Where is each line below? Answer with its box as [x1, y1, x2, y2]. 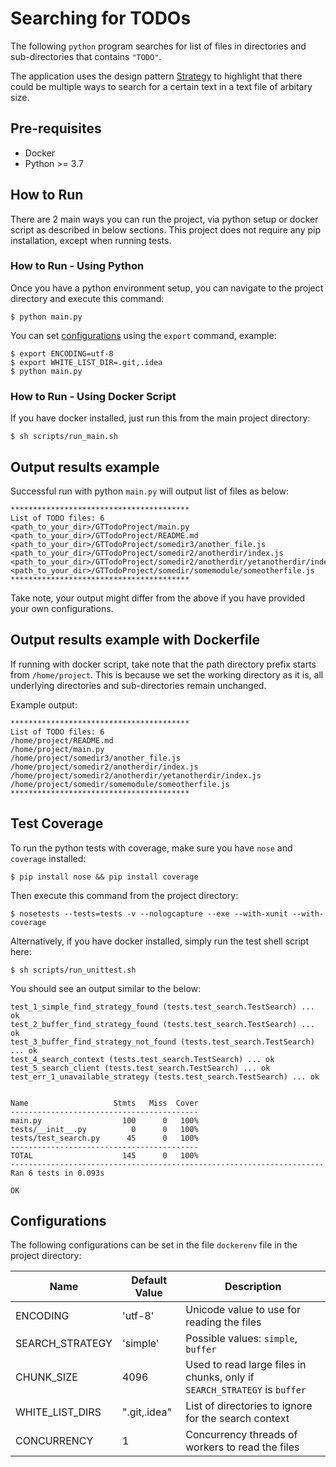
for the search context [185, 1412, 290, 1426]
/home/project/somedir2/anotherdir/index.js [10, 762, 199, 772]
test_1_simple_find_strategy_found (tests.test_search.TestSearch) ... [10, 1002, 315, 1012]
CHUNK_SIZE [15, 1370, 78, 1384]
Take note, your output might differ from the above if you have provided [10, 592, 306, 604]
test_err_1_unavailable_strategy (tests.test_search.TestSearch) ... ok [10, 1072, 320, 1082]
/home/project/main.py [10, 744, 105, 754]
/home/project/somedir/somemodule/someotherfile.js [10, 779, 230, 789]
